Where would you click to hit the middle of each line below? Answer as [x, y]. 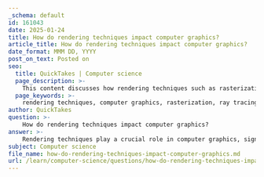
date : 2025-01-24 [37, 30]
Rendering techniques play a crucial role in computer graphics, [132, 139]
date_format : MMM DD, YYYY [52, 52]
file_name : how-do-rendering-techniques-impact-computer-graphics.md [125, 154]
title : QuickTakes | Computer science [79, 74]
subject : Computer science [52, 146]
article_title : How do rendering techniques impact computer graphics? [128, 45]
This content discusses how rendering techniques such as [119, 88]
